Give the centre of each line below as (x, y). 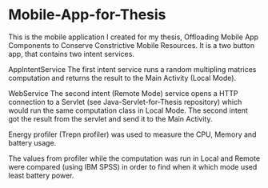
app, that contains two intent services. (71, 54)
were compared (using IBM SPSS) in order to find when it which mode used (133, 166)
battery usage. (32, 142)
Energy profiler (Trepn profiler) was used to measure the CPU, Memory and (132, 134)
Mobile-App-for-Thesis (87, 15)
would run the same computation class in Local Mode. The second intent (128, 110)
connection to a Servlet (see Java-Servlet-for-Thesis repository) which (125, 102)
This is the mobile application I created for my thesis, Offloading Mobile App (133, 37)
